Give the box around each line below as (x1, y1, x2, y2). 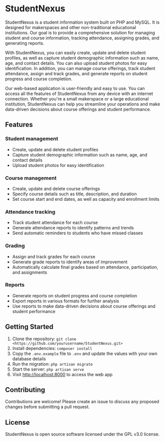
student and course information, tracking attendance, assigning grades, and (5, 35, 160, 41)
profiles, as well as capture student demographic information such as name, (5, 55, 160, 61)
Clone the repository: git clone (12, 336, 76, 342)
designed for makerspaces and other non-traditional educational (5, 24, 136, 30)
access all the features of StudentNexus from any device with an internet (5, 91, 154, 96)
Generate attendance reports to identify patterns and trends (12, 225, 134, 231)
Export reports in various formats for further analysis (12, 298, 119, 304)
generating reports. (5, 40, 44, 46)
